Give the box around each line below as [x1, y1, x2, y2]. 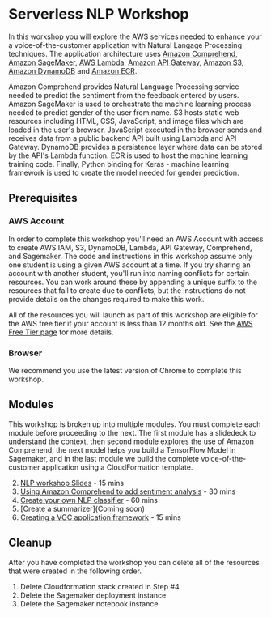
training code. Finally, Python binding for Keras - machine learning [8, 159, 229, 168]
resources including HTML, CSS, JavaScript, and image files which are [8, 116, 244, 126]
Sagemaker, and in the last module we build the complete [8, 453, 200, 463]
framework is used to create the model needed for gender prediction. [8, 168, 240, 177]
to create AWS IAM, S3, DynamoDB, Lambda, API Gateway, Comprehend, [8, 242, 252, 252]
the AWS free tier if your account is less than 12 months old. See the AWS [8, 318, 253, 328]
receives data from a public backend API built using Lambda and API [8, 133, 237, 143]
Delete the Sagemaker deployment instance [19, 590, 167, 600]
